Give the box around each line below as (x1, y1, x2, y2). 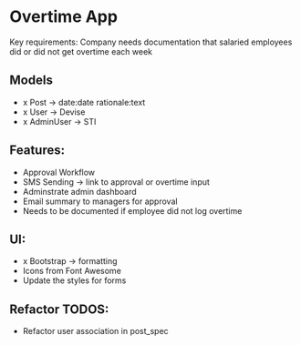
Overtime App (9, 6, 119, 27)
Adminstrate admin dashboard (22, 186, 137, 197)
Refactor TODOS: (9, 301, 109, 317)
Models (9, 73, 53, 88)
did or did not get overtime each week (9, 46, 153, 56)
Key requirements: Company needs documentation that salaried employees (9, 36, 293, 47)
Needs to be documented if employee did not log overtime (22, 205, 243, 216)
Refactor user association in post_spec (22, 326, 169, 337)
